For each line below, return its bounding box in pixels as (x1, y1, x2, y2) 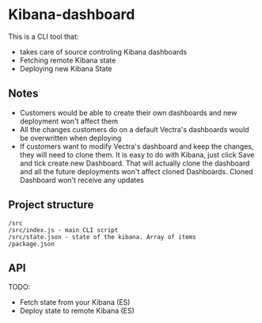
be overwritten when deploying (19, 133, 122, 142)
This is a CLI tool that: (8, 32, 79, 41)
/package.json (8, 240, 55, 248)
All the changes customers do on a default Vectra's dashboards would (19, 124, 249, 134)
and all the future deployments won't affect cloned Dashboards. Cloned (19, 166, 253, 176)
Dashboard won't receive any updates (19, 175, 144, 184)
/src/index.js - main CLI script (8, 226, 119, 234)
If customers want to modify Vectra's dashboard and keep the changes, (19, 141, 255, 151)
